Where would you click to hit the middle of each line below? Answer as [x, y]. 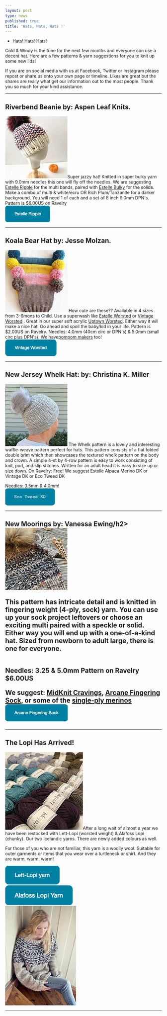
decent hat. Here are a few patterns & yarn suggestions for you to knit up [80, 56]
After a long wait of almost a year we [120, 828]
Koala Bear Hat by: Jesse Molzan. [58, 241]
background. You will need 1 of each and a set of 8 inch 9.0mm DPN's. [77, 198]
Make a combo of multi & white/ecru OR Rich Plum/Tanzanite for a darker [80, 193]
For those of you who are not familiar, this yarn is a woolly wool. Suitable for [83, 848]
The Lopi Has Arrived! [40, 743]
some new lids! [21, 61]
